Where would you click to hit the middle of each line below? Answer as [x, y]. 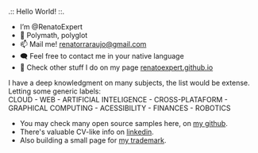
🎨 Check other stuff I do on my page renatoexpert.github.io [116, 67]
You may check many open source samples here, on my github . [123, 123]
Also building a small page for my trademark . [93, 140]
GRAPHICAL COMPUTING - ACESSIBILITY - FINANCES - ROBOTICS [119, 108]
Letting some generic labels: [55, 91]
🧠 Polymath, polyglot [54, 35]
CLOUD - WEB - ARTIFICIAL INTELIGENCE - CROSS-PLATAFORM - [118, 99]
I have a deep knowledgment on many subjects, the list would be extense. [129, 83]
